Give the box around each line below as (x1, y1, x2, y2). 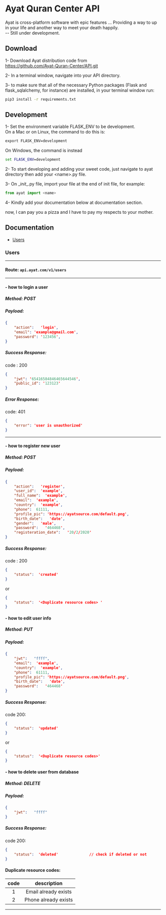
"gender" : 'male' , (14, 521, 56, 526)
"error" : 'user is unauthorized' (14, 423, 83, 428)
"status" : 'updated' (14, 726, 58, 731)
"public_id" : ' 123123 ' (14, 381, 61, 386)
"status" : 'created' (14, 572, 58, 577)
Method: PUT (5, 626, 33, 632)
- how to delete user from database (5, 769, 79, 775)
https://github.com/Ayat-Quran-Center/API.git (5, 62, 98, 68)
